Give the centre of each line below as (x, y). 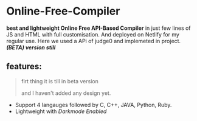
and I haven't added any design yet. (66, 93)
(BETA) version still (31, 47)
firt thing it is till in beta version (60, 81)
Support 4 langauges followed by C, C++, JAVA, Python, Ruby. (93, 105)
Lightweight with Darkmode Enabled (61, 111)
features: (24, 67)
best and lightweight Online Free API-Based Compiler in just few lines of (98, 28)
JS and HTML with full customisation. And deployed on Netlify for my (93, 34)
